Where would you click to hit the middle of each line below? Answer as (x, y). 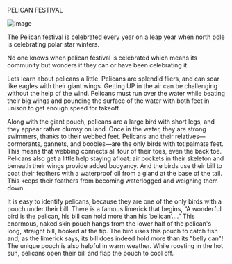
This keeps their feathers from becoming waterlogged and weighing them (113, 181)
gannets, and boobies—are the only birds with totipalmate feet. (133, 144)
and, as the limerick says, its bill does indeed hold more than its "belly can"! (115, 238)
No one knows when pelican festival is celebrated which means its (102, 58)
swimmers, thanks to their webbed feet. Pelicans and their (90, 136)
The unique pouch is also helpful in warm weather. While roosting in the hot (115, 246)
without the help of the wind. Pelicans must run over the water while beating (116, 93)
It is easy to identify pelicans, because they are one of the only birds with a (115, 201)
